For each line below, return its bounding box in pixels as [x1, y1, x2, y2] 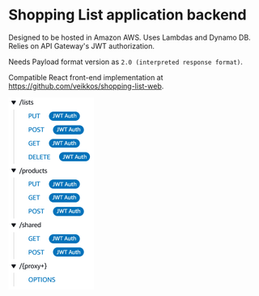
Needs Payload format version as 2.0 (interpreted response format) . [8, 57, 243, 66]
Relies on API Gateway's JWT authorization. [8, 41, 155, 50]
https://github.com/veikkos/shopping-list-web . [8, 81, 164, 91]
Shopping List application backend [8, 6, 247, 24]
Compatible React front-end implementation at [8, 72, 163, 82]
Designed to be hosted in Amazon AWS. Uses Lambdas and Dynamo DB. [8, 32, 251, 42]
